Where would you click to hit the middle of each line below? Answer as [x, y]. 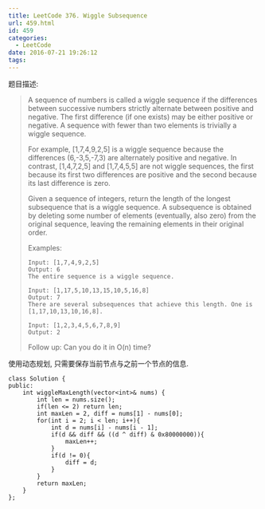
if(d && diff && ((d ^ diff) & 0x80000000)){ [127, 434]
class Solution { [37, 379]
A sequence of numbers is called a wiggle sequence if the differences [142, 100]
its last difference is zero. [69, 183]
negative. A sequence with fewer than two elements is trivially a [132, 125]
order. [37, 232]
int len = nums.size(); [76, 400]
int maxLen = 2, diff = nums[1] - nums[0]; [110, 413]
